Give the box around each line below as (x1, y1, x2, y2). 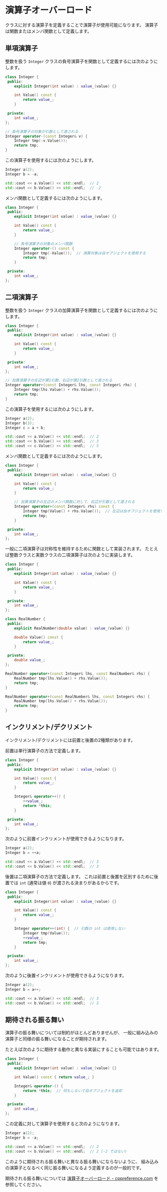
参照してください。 (5, 1182, 45, 1188)
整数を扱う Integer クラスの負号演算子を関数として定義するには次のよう (5, 58, 154, 64)
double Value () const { (14, 635, 64, 640)
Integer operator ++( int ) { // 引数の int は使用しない (14, 926, 126, 931)
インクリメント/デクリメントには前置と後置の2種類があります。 (5, 737, 136, 743)
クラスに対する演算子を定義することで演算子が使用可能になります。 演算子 (5, 22, 158, 28)
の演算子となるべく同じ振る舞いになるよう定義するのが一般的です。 (5, 1165, 144, 1171)
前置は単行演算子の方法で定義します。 (5, 747, 83, 753)
